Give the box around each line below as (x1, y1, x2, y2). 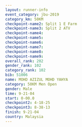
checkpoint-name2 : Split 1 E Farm (5, 21, 77, 26)
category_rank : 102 (5, 68, 46, 73)
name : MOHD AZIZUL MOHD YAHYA (5, 77, 68, 82)
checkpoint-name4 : (5, 30, 43, 35)
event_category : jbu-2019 (5, 12, 59, 17)
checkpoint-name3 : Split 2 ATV (5, 26, 70, 31)
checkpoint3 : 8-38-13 (5, 105, 50, 110)
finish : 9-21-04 (5, 109, 39, 115)
